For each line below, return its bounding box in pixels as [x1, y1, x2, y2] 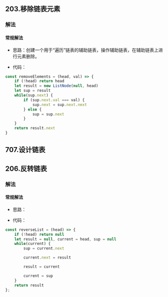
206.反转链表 [5, 164, 47, 173]
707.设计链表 [5, 145, 46, 154]
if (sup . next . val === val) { [23, 97, 85, 103]
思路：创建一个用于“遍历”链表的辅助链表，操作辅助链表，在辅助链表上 [12, 47, 159, 53]
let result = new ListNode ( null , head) [14, 83, 99, 88]
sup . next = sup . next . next [32, 102, 87, 107]
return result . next [14, 126, 56, 131]
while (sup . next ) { [14, 93, 53, 98]
